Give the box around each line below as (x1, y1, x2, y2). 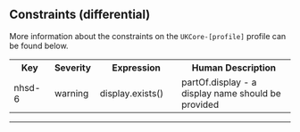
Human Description (191, 62, 277, 74)
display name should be (181, 87, 281, 99)
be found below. (9, 40, 69, 51)
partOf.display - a (181, 76, 257, 88)
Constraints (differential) (9, 7, 151, 22)
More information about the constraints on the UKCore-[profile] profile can (9, 30, 287, 41)
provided (181, 98, 220, 111)
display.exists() (99, 87, 164, 99)
